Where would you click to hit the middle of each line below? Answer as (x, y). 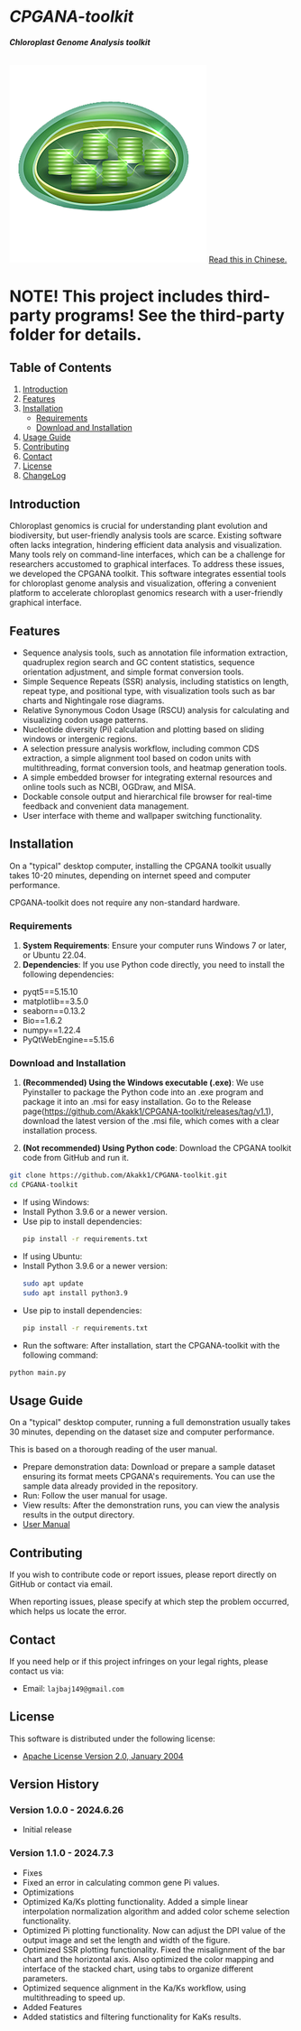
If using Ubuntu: (52, 1257)
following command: (60, 1355)
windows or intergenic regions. (80, 739)
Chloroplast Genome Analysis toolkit (80, 42)
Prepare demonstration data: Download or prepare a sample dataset (149, 1467)
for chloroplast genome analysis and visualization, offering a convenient (143, 583)
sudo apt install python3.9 (75, 1293)
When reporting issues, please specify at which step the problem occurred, (150, 1602)
